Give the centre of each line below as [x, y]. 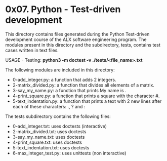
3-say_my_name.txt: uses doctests [49, 137]
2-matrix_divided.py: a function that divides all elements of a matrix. [83, 85]
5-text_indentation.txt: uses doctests [51, 147]
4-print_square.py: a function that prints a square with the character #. [86, 96]
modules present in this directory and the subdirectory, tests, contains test [83, 45]
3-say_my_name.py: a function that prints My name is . [69, 90]
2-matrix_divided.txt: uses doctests [49, 131]
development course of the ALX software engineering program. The [76, 39]
